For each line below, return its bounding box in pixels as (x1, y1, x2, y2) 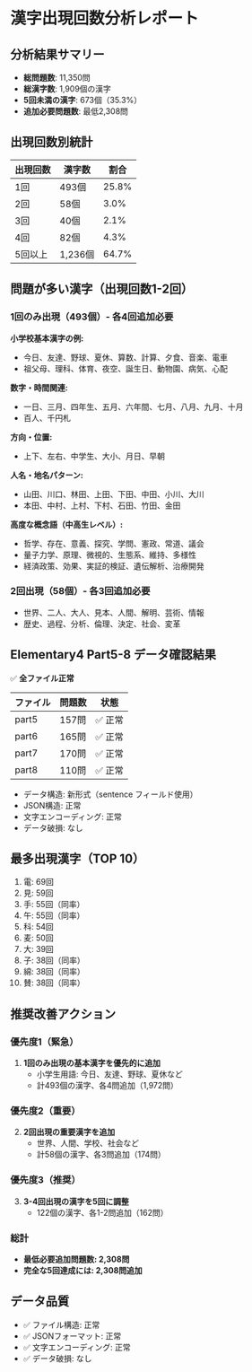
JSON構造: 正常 (22, 800, 82, 810)
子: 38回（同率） (22, 955, 86, 966)
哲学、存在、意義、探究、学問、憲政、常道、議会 (22, 537, 204, 548)
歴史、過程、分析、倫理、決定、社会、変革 (22, 618, 181, 629)
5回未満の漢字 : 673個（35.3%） (22, 95, 143, 105)
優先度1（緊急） (10, 1036, 79, 1048)
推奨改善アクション (10, 1006, 116, 1021)
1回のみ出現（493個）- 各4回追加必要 (10, 310, 174, 323)
